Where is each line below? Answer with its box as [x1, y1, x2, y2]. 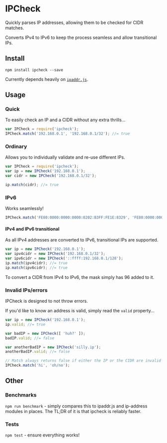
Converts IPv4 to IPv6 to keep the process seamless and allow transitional [5, 34, 157, 40]
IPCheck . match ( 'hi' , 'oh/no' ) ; [5, 363, 70, 368]
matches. [5, 24, 24, 30]
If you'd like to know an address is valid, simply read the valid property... [5, 308, 155, 314]
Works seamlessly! [5, 206, 44, 212]
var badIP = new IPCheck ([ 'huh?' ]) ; [5, 331, 85, 336]
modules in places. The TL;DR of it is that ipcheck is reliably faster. [5, 408, 142, 414]
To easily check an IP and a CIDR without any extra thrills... [5, 117, 126, 123]
